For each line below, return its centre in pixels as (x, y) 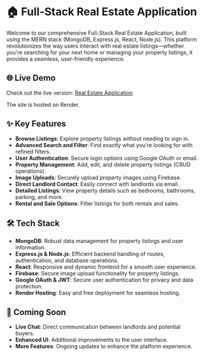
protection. (29, 286)
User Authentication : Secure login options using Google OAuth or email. (107, 158)
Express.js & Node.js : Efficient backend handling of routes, (90, 254)
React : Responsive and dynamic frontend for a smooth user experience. (106, 267)
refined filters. (33, 151)
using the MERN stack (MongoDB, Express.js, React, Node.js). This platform (102, 39)
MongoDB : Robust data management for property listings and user (99, 241)
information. (30, 247)
